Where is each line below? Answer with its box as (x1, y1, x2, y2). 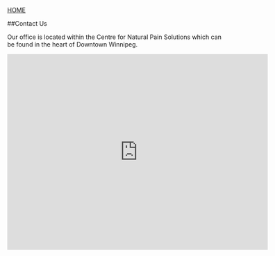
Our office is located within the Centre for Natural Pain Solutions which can (7, 33, 222, 41)
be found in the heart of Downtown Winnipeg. (7, 40, 138, 48)
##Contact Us (7, 19, 47, 27)
